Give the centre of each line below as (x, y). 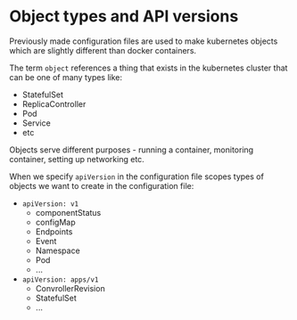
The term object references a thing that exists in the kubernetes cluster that (148, 68)
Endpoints (54, 231)
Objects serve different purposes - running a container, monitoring (132, 150)
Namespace (58, 250)
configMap (55, 222)
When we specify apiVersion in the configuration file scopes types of (137, 176)
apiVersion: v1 (50, 204)
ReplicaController (54, 103)
